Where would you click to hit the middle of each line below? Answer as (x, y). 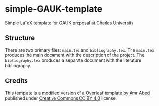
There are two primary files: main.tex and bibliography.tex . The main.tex (80, 50)
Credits (17, 81)
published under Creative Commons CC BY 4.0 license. (61, 98)
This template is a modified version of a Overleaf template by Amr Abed (78, 93)
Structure (20, 38)
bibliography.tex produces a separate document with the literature (73, 60)
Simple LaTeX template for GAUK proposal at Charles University (69, 23)
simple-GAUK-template (54, 9)
